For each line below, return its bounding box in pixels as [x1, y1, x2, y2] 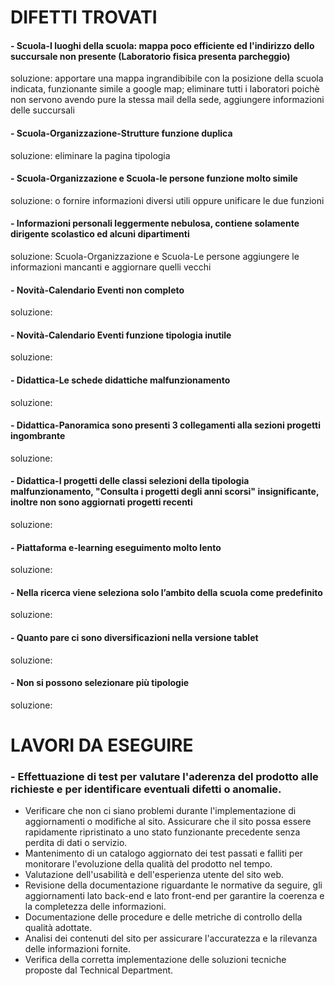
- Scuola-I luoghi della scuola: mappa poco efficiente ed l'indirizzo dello [10, 39, 315, 51]
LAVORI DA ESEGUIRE [10, 734, 194, 757]
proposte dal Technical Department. [24, 964, 174, 976]
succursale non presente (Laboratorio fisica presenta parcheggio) [10, 50, 291, 62]
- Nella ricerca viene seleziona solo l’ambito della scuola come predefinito [10, 586, 323, 598]
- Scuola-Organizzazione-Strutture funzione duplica [10, 127, 233, 139]
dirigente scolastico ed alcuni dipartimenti [10, 228, 190, 240]
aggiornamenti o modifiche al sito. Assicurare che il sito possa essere [24, 816, 312, 828]
